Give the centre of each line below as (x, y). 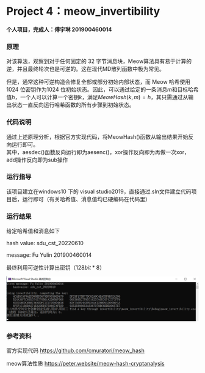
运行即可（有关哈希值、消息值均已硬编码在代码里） (86, 199)
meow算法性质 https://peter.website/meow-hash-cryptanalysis (85, 364)
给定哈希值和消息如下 (33, 231)
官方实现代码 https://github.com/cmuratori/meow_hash (75, 350)
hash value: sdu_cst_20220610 (45, 243)
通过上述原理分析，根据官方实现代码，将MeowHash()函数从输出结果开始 (97, 136)
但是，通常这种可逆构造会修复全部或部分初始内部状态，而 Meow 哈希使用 (99, 82)
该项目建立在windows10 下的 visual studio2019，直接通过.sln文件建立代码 (99, 191)
